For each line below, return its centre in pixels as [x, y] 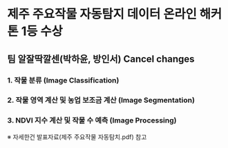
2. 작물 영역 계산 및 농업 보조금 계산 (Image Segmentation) [101, 101]
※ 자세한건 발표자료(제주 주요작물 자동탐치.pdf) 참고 [77, 137]
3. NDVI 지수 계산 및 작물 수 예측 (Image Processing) [92, 120]
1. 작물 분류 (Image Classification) [63, 80]
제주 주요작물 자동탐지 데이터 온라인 [102, 14]
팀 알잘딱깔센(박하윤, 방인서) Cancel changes [101, 59]
